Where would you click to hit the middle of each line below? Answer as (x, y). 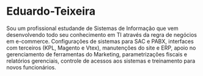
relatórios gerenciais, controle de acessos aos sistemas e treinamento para (101, 61)
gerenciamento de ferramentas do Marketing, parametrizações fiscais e (97, 54)
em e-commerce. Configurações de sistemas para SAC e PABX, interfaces (100, 41)
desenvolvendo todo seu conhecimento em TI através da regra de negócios (102, 34)
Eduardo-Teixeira (51, 11)
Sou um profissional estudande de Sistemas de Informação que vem (92, 28)
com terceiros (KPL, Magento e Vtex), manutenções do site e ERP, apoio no (101, 48)
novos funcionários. (31, 67)
